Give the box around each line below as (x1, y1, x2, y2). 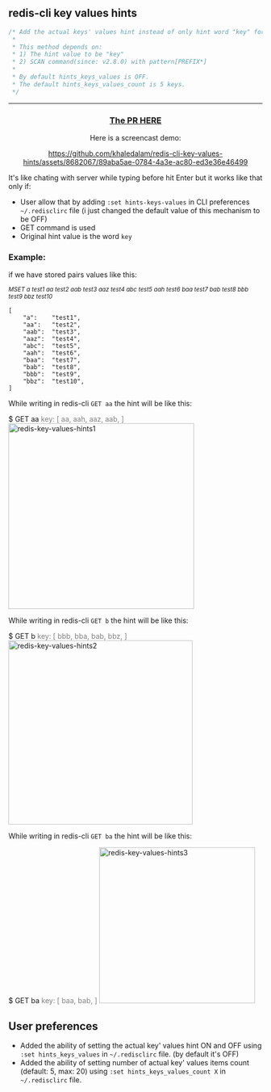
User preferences (8, 1019, 98, 1033)
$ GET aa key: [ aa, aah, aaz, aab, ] (8, 414, 125, 424)
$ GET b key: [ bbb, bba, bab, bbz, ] (8, 632, 127, 641)
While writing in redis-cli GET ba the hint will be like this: (8, 831, 192, 841)
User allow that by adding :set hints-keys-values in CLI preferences (19, 197, 250, 207)
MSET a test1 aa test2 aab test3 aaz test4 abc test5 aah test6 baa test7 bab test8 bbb (8, 286, 248, 294)
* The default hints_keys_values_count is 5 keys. (11, 80, 186, 88)
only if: (8, 181, 31, 191)
